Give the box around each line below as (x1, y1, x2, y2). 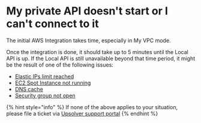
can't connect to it (6, 17, 99, 31)
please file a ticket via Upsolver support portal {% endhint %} (6, 110, 158, 117)
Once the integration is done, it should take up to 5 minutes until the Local (6, 48, 189, 55)
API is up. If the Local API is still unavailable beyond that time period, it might (6, 55, 196, 62)
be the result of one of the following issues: (6, 61, 114, 68)
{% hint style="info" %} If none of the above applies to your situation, (6, 103, 178, 110)
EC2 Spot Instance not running (14, 79, 91, 86)
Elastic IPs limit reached (14, 73, 74, 80)
